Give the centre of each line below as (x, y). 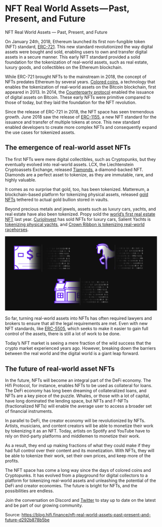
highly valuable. (21, 180)
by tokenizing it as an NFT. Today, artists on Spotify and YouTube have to (78, 431)
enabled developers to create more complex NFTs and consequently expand (81, 127)
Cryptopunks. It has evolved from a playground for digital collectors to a (76, 476)
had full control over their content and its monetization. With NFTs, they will (80, 450)
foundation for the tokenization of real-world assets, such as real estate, (77, 62)
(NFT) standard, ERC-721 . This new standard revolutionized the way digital (79, 46)
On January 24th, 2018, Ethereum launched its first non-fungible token (75, 41)
